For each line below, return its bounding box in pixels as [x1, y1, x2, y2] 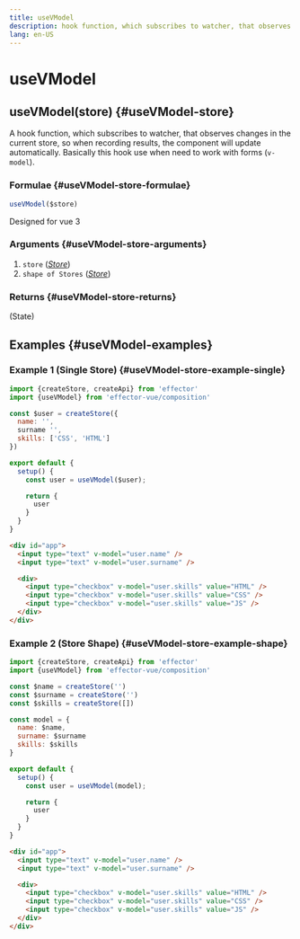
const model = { [9, 715, 70, 724]
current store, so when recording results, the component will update [9, 137, 261, 148]
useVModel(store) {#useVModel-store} [9, 104, 235, 120]
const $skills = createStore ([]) [9, 698, 135, 708]
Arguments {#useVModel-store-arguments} [9, 238, 207, 251]
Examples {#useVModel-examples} [9, 337, 213, 352]
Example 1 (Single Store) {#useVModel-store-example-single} [9, 364, 286, 376]
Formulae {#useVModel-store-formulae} [9, 179, 191, 191]
